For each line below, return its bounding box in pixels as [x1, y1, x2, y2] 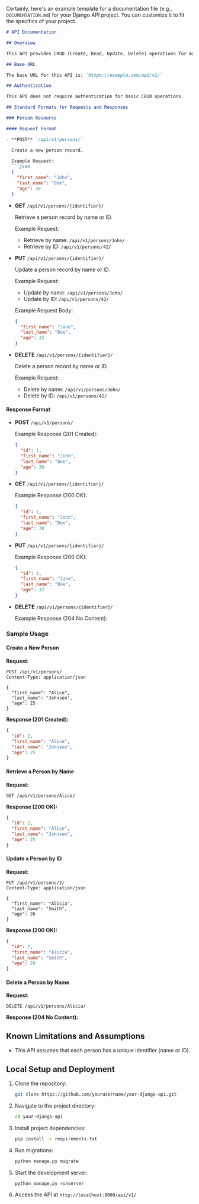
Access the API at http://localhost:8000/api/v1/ [14, 1191, 137, 1198]
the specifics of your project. [6, 18, 77, 24]
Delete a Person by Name [6, 979, 70, 986]
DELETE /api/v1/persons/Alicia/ [6, 1004, 86, 1009]
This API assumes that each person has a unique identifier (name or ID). [14, 1047, 191, 1054]
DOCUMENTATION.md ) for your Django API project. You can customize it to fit [6, 11, 185, 18]
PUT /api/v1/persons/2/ [6, 880, 65, 886]
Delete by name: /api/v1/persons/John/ [23, 386, 121, 393]
